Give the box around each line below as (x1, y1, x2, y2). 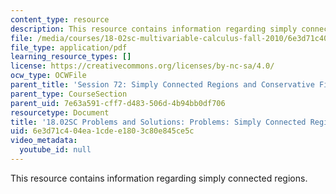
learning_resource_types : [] (10, 52, 132, 62)
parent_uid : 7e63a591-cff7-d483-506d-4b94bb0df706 (10, 98, 226, 108)
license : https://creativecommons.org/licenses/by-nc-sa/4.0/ (10, 61, 275, 71)
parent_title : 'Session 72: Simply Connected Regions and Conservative (10, 80, 315, 90)
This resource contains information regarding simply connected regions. (10, 172, 308, 184)
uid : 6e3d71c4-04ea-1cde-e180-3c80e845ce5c (10, 126, 195, 136)
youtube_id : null (19, 145, 92, 155)
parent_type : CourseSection (10, 89, 128, 99)
